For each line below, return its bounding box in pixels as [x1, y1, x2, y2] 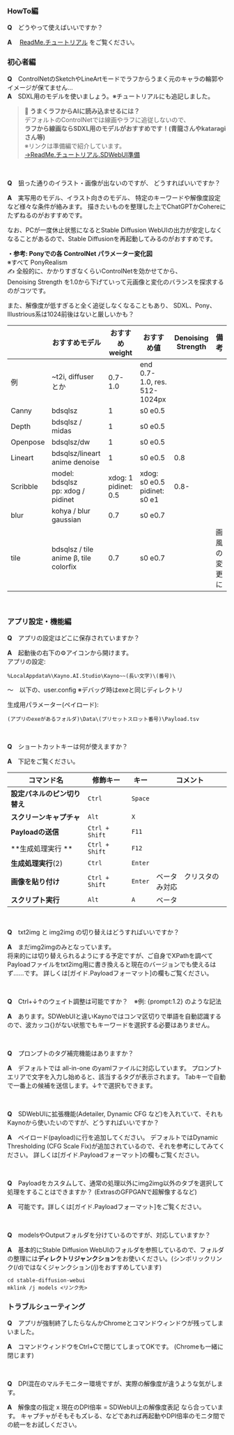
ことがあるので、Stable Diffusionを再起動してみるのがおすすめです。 [19, 234, 217, 243]
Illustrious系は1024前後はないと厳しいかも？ [7, 310, 134, 318]
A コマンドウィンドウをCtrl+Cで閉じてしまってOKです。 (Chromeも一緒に [7, 1342, 224, 1351]
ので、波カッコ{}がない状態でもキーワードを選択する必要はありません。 [7, 1020, 214, 1029]
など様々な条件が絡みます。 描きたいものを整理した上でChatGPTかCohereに [7, 202, 226, 211]
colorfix [51, 561, 77, 571]
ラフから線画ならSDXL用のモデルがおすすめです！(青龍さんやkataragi [24, 124, 226, 132]
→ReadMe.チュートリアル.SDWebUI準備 [24, 150, 141, 158]
